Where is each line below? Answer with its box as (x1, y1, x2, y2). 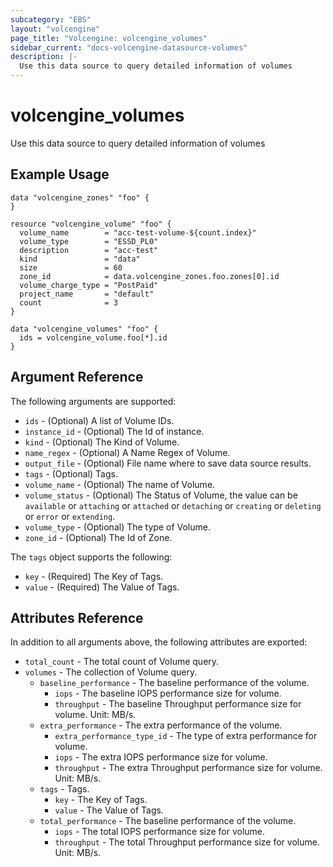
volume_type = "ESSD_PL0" (19, 236, 159, 246)
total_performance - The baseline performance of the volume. (39, 815, 297, 827)
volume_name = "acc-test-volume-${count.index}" (19, 227, 257, 238)
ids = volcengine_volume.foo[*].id (19, 332, 168, 343)
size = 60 (19, 262, 123, 273)
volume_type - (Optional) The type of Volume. (24, 521, 211, 533)
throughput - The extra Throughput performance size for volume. (54, 762, 323, 774)
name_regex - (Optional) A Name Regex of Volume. (24, 446, 231, 458)
